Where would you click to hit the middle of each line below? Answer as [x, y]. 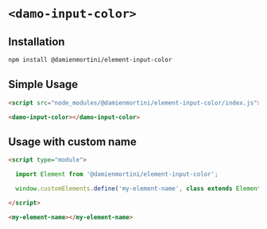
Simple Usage [43, 84]
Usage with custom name [73, 141]
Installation [37, 42]
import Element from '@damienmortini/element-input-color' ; [117, 174]
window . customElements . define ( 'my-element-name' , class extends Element [138, 189]
